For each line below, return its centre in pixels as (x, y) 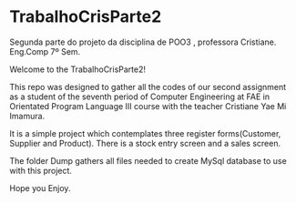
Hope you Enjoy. (40, 188)
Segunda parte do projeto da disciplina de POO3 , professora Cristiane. (143, 42)
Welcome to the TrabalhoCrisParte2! (78, 69)
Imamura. (27, 116)
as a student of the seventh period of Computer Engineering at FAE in (140, 96)
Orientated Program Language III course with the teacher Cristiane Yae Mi (148, 106)
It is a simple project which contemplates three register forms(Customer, (145, 133)
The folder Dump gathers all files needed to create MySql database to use (148, 160)
